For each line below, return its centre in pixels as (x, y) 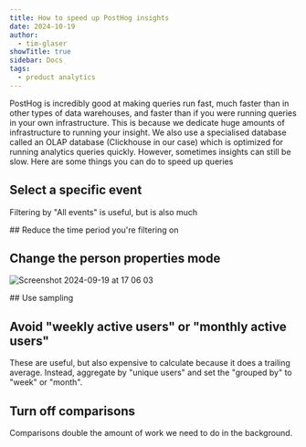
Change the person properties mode (115, 258)
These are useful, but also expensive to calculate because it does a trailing (150, 363)
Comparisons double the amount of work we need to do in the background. (151, 433)
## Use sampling (42, 298)
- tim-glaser (42, 43)
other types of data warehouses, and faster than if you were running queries (153, 113)
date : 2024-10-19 (42, 26)
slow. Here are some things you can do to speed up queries (121, 161)
